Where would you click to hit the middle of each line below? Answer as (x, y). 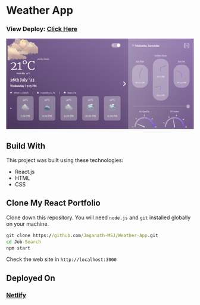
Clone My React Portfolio (53, 203)
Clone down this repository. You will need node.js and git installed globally (99, 217)
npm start (18, 248)
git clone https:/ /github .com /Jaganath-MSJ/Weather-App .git (82, 235)
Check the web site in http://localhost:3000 (62, 259)
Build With (26, 146)
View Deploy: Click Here (42, 29)
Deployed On (31, 278)
